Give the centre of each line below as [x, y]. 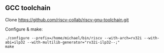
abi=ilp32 [15, 42]
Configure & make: [24, 29]
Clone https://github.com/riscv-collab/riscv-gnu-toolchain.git [67, 19]
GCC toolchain [28, 8]
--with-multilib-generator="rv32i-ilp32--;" [73, 42]
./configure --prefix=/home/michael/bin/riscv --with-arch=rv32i [73, 38]
